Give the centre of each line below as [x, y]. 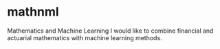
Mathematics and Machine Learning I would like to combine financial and [110, 31]
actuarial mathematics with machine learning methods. [85, 37]
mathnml [33, 12]
